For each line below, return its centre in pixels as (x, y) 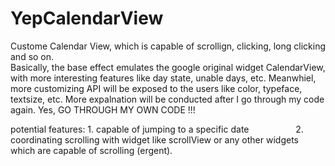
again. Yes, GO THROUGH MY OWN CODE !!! (103, 109)
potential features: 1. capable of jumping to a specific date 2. (157, 129)
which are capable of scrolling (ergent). (91, 150)
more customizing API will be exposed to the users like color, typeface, (156, 88)
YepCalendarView (87, 18)
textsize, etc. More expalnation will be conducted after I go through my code (167, 99)
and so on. (32, 56)
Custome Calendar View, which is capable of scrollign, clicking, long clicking (168, 46)
